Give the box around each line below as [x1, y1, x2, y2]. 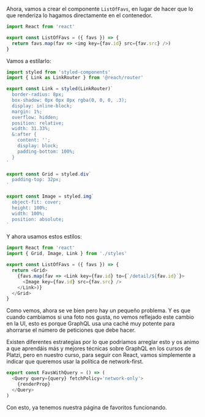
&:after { [12, 131, 37, 137]
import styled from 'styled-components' [6, 69, 111, 75]
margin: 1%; [12, 109, 43, 115]
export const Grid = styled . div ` [6, 171, 92, 177]
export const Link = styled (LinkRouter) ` [6, 86, 114, 92]
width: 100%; [12, 210, 45, 216]
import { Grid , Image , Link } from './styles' [6, 251, 127, 257]
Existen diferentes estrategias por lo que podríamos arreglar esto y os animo [6, 339, 199, 346]
